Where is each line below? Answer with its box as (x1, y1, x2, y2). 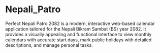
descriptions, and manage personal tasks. (5, 42, 93, 48)
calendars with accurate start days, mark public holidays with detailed (5, 37, 152, 43)
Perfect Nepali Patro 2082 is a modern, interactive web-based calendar (5, 20, 155, 26)
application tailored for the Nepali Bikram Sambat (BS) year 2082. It (5, 25, 146, 32)
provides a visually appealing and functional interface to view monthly (5, 31, 152, 37)
